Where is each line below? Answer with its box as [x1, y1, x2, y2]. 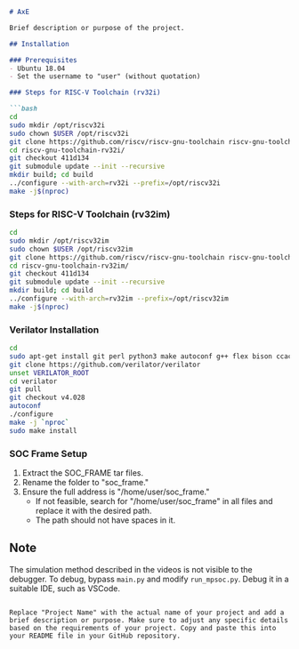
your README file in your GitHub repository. [9, 631, 181, 640]
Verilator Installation [9, 324, 100, 336]
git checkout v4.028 [9, 393, 86, 403]
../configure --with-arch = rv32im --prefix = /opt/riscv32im [9, 294, 229, 303]
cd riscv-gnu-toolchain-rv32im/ [9, 261, 129, 270]
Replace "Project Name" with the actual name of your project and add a [9, 608, 285, 617]
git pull [9, 385, 42, 394]
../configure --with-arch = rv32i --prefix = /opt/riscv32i [9, 179, 221, 188]
